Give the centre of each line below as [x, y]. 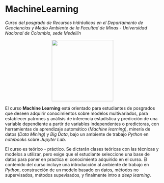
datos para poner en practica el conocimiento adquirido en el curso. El [76, 159]
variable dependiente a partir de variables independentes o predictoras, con [82, 124]
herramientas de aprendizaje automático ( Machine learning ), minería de [78, 129]
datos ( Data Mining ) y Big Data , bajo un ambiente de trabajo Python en [77, 134]
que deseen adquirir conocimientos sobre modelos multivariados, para [77, 113]
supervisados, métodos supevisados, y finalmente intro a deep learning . [78, 175]
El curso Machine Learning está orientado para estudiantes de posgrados [80, 108]
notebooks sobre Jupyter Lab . [36, 139]
